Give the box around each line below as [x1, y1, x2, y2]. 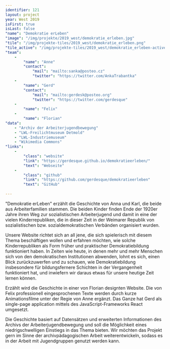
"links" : [5, 144, 24, 150]
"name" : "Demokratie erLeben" [5, 31, 69, 36]
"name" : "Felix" [23, 107, 58, 112]
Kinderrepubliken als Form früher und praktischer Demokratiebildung [5, 242, 149, 249]
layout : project [5, 12, 39, 17]
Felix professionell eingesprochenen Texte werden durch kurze [5, 290, 137, 296]
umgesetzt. [5, 306, 29, 312]
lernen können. [5, 275, 37, 281]
